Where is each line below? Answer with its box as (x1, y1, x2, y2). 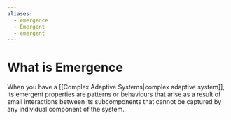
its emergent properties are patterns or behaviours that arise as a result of (7, 90, 221, 98)
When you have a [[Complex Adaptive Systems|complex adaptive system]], (7, 83, 225, 91)
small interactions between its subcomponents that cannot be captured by (7, 98, 222, 106)
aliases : (7, 10, 33, 17)
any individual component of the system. (7, 105, 125, 114)
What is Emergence (7, 60, 124, 75)
